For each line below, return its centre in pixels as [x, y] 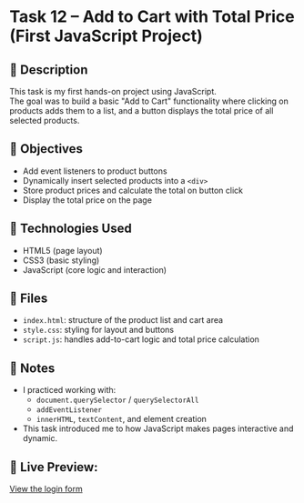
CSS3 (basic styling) [61, 260]
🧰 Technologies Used [71, 229]
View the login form [46, 489]
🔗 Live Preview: [54, 467]
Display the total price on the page [87, 200]
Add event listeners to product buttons [95, 171]
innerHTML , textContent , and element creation [122, 419]
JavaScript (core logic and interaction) [94, 269]
